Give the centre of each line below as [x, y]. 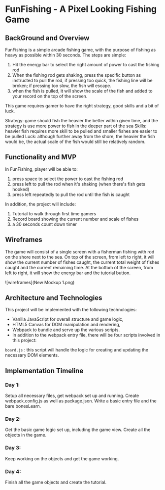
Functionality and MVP [41, 157]
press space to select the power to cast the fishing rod [68, 179]
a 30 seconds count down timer [45, 224]
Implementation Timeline [44, 370]
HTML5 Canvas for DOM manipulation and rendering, [66, 325]
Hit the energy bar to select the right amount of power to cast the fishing [86, 65]
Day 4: [13, 471]
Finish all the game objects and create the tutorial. [56, 482]
